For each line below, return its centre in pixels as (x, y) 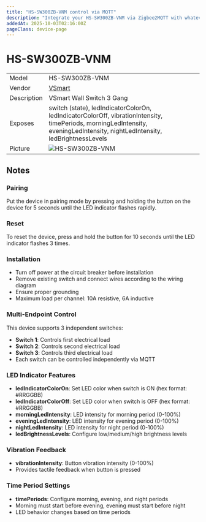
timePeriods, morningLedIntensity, (98, 123)
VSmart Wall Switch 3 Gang (88, 98)
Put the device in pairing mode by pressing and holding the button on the (99, 201)
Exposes (22, 123)
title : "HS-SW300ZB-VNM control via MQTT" (61, 12)
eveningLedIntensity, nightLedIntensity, (105, 131)
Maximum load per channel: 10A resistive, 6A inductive (85, 298)
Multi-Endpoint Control (41, 314)
